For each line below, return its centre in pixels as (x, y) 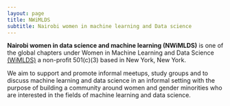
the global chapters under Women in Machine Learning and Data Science (111, 53)
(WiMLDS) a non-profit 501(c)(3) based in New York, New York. (97, 60)
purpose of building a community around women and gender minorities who (115, 88)
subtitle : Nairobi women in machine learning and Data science (100, 26)
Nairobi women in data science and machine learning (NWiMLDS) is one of (115, 46)
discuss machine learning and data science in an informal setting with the (111, 81)
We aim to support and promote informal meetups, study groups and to (107, 73)
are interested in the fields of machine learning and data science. (99, 95)
